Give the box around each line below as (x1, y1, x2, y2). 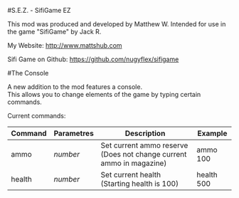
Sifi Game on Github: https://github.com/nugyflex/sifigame (7, 55, 179, 63)
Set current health (100, 170, 161, 179)
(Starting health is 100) (100, 179, 179, 188)
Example (197, 128, 228, 138)
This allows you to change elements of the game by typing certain (7, 90, 201, 98)
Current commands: (7, 112, 66, 120)
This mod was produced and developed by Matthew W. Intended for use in (7, 20, 226, 28)
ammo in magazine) (100, 158, 167, 168)
